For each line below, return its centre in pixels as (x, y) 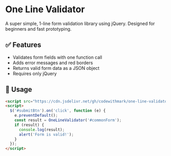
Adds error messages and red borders (53, 63)
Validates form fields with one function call (58, 57)
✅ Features (23, 45)
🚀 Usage (19, 89)
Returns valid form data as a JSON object (56, 68)
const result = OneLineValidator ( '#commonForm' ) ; (68, 120)
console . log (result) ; (42, 129)
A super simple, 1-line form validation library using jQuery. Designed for (80, 23)
